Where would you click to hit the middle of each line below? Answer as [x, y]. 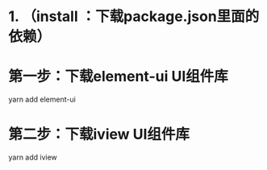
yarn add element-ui [42, 100]
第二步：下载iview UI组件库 [99, 135]
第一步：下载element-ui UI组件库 [118, 77]
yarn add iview [33, 157]
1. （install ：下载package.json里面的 [134, 17]
